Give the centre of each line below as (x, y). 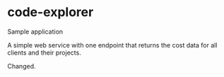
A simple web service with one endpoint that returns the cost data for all (112, 45)
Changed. (22, 66)
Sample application (35, 31)
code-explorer (51, 12)
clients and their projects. (44, 52)
